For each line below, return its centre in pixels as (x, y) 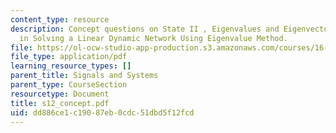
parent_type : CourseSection (69, 85)
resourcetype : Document (60, 94)
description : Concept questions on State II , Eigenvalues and (145, 29)
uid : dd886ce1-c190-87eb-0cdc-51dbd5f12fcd (102, 112)
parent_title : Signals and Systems (84, 76)
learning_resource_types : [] (71, 66)
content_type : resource (60, 19)
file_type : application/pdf (69, 57)
